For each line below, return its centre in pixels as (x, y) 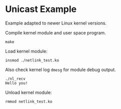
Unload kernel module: (28, 92)
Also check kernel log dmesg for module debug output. (60, 69)
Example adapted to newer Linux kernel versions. (56, 23)
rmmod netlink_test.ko (29, 101)
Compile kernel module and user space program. (55, 32)
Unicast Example (41, 9)
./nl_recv (15, 78)
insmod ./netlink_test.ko (32, 60)
